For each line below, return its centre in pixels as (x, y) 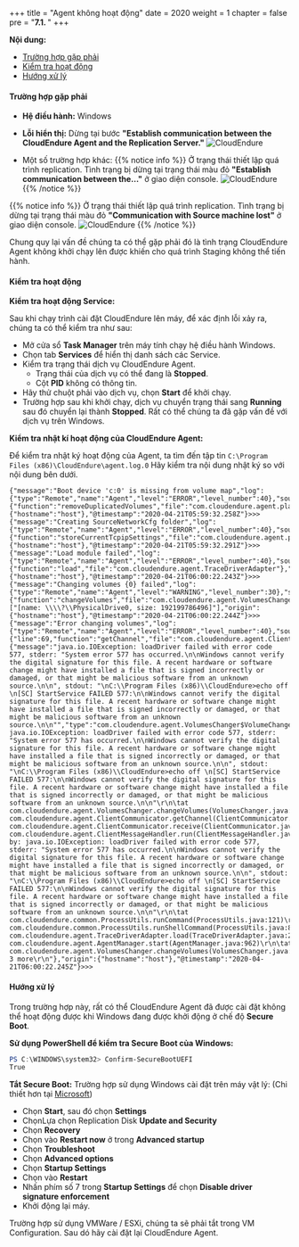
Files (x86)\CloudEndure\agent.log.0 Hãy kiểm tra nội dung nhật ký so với (147, 465)
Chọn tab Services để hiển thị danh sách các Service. (121, 355)
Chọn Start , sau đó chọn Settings (84, 1111)
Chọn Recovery (51, 1130)
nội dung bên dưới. (44, 475)
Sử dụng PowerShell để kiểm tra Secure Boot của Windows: (121, 1043)
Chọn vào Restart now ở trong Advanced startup (113, 1140)
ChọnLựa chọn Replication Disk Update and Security (120, 1121)
